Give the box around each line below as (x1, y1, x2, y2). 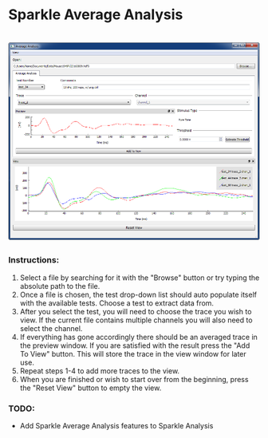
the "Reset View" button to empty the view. (19, 383, 162, 393)
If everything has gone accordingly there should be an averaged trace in (19, 332, 258, 341)
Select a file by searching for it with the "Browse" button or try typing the (19, 273, 260, 282)
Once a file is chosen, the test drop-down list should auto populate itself (19, 290, 258, 299)
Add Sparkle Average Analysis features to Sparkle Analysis (19, 420, 214, 430)
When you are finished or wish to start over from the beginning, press (19, 374, 249, 384)
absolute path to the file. (19, 281, 100, 290)
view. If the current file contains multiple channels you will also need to (19, 315, 253, 325)
